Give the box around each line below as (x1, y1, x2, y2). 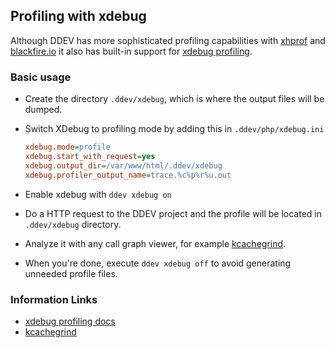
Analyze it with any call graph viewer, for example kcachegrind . (24, 237, 287, 249)
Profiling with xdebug (10, 8, 147, 25)
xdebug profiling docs (24, 315, 116, 327)
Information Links (10, 292, 98, 306)
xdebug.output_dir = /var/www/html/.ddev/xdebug (24, 160, 223, 171)
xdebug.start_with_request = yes (24, 151, 156, 161)
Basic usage (10, 70, 72, 84)
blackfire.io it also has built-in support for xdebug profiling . (10, 45, 253, 57)
